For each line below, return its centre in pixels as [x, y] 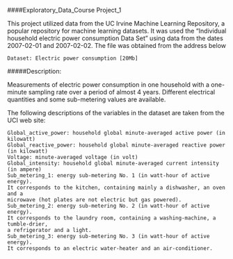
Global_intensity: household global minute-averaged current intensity [113, 163]
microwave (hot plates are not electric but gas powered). [95, 200]
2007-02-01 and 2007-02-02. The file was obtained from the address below [117, 45]
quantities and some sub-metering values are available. [87, 99]
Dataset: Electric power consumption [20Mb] [73, 58]
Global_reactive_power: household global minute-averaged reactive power [116, 145]
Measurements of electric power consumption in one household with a [109, 85]
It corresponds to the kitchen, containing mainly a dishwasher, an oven [116, 187]
